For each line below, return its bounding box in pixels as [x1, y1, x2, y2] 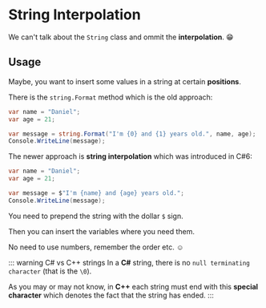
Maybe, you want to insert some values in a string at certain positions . [8, 76, 242, 86]
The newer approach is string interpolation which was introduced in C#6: [8, 152, 252, 161]
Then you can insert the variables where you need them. [8, 226, 195, 236]
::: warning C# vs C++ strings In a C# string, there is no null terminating [8, 257, 250, 267]
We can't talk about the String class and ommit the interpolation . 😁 [8, 32, 234, 42]
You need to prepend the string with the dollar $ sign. [8, 211, 183, 221]
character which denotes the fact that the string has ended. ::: [8, 290, 214, 300]
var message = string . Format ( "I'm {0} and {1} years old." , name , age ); [8, 130, 256, 138]
